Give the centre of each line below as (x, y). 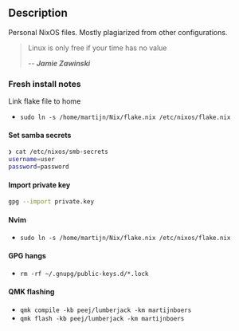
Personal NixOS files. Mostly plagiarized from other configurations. (118, 32)
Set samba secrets (40, 135)
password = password (39, 167)
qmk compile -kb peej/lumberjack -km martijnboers (106, 310)
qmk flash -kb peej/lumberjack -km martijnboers (102, 318)
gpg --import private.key (51, 202)
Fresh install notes (45, 84)
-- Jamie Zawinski (59, 63)
